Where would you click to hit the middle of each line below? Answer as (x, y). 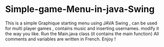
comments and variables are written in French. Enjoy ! (60, 39)
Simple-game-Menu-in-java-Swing (80, 9)
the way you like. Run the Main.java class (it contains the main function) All (82, 33)
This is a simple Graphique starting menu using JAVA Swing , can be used (81, 23)
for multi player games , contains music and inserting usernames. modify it (82, 28)
